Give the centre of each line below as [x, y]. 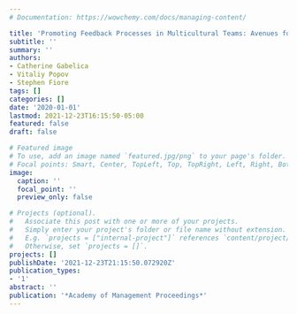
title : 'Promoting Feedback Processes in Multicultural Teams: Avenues [144, 33]
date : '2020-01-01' [45, 107]
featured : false [39, 124]
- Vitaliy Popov [39, 75]
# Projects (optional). [53, 213]
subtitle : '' [33, 42]
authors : [25, 58]
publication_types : [45, 271]
